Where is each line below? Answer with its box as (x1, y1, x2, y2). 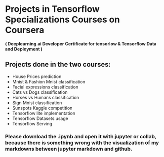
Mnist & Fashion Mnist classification (12, 78, 85, 84)
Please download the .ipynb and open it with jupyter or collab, (5, 133, 157, 140)
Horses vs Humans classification (12, 94, 79, 100)
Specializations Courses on (5, 14, 120, 25)
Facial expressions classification (12, 84, 79, 90)
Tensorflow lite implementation (12, 110, 76, 116)
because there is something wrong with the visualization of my (5, 139, 159, 146)
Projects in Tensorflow (5, 3, 100, 15)
